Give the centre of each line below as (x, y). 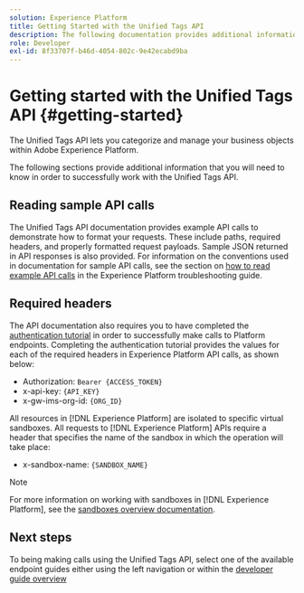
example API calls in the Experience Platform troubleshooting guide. (136, 275)
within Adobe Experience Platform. (74, 150)
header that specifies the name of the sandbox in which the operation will (146, 437)
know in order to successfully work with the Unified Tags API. (124, 177)
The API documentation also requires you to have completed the (129, 325)
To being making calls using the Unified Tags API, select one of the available (152, 559)
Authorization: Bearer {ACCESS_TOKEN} (92, 381)
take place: (30, 447)
